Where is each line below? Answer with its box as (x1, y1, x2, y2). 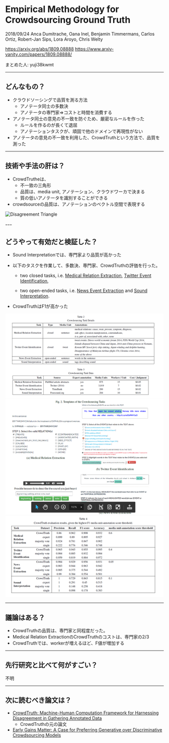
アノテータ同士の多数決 (20, 103, 69, 109)
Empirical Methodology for (5, 4, 119, 15)
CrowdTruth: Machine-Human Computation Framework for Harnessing (12, 710, 159, 716)
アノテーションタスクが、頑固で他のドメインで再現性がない (20, 128, 143, 134)
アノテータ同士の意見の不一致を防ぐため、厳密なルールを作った (12, 116, 145, 122)
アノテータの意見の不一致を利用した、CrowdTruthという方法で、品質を (12, 134, 160, 140)
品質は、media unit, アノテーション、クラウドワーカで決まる (20, 189, 145, 195)
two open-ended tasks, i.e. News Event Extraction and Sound (20, 288, 147, 294)
